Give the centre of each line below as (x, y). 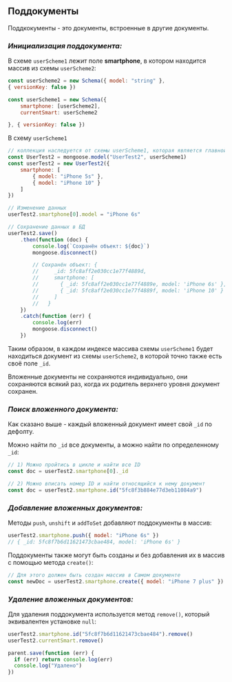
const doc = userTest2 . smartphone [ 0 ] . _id (68, 472)
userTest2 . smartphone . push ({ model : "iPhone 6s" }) (83, 536)
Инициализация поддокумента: (65, 46)
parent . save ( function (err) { (51, 653)
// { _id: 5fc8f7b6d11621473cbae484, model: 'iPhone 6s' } (94, 542)
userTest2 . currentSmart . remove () (56, 641)
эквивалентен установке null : (52, 621)
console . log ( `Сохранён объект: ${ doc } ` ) (91, 246)
